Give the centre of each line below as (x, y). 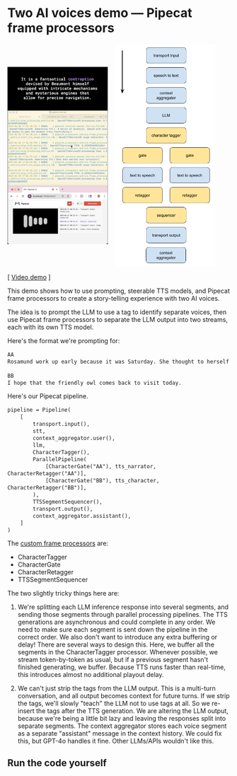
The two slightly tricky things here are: (63, 593)
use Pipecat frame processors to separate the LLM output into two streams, (118, 319)
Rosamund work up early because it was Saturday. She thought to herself (118, 361)
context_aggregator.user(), (74, 438)
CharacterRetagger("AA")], (47, 473)
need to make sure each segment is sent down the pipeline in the (112, 629)
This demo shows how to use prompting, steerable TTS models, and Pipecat (118, 291)
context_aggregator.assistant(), (82, 516)
